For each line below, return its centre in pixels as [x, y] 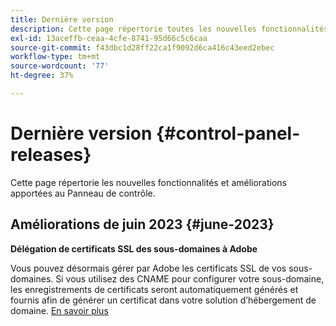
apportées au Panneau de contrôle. [83, 193]
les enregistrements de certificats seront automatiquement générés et [154, 289]
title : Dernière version [62, 19]
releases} [51, 155]
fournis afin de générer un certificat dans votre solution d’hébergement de [163, 300]
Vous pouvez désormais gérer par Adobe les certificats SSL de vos [148, 268]
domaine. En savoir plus [59, 310]
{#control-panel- [228, 133]
